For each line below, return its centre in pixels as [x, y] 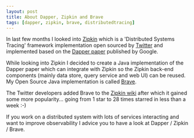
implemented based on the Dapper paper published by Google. [82, 52]
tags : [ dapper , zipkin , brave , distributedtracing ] [70, 22]
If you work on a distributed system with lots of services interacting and [93, 117]
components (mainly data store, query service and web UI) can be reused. [96, 75]
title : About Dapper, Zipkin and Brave [55, 17]
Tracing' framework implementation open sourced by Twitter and [84, 45]
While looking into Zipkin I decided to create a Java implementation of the [95, 63]
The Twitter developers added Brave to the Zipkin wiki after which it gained [97, 93]
